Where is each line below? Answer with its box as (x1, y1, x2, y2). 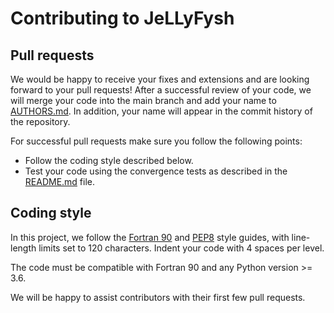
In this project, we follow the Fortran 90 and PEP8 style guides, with (10, 231, 290, 243)
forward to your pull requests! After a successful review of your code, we (10, 84, 312, 96)
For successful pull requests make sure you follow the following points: (10, 135, 303, 147)
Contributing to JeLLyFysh (10, 7, 235, 30)
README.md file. (24, 176, 96, 187)
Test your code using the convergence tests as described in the (24, 165, 288, 177)
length (10, 242, 37, 254)
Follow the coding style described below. (24, 155, 194, 166)
